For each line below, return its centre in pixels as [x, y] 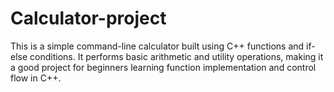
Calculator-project [88, 18]
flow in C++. [36, 78]
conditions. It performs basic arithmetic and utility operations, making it [176, 56]
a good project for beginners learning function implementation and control [163, 67]
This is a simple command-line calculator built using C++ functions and [157, 46]
